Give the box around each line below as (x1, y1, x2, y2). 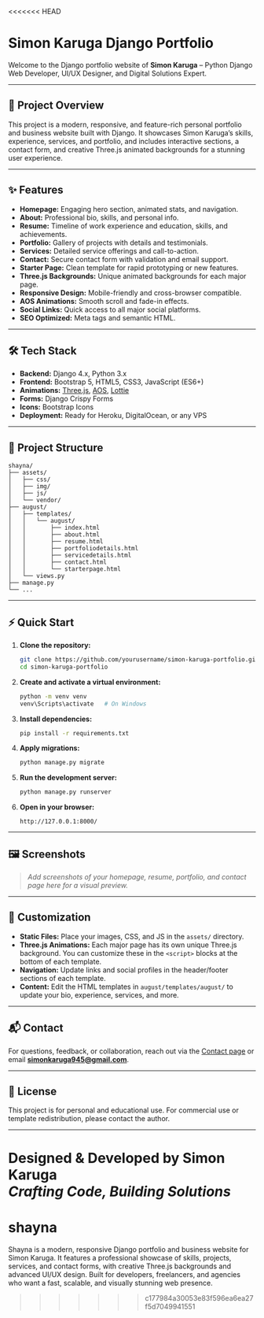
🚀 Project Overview (8, 98, 104, 113)
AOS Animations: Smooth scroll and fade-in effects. (19, 296, 189, 305)
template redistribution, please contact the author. (8, 1114, 170, 1124)
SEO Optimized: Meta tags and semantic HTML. (19, 313, 176, 322)
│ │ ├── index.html (8, 524, 101, 532)
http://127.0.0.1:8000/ (19, 818, 98, 826)
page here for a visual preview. (27, 880, 128, 890)
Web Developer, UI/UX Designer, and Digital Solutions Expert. (8, 68, 207, 78)
